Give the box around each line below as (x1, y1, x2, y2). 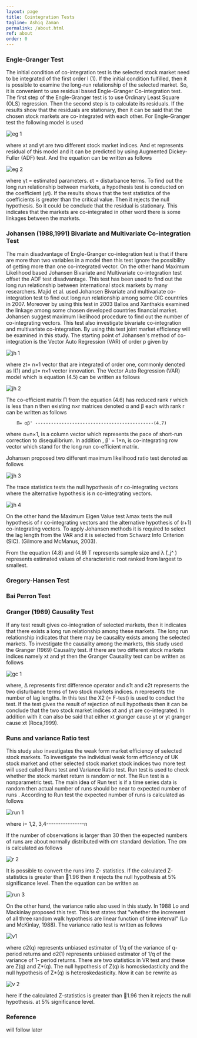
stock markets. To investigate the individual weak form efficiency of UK (6, 754, 179, 761)
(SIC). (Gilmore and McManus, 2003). (6, 538, 97, 545)
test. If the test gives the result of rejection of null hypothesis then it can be (6, 700, 188, 707)
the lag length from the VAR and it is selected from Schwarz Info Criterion (6, 531, 184, 538)
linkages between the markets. (6, 215, 81, 222)
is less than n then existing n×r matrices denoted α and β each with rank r (6, 402, 185, 410)
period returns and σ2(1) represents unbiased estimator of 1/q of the (6, 950, 171, 958)
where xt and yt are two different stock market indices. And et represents (6, 142, 183, 149)
